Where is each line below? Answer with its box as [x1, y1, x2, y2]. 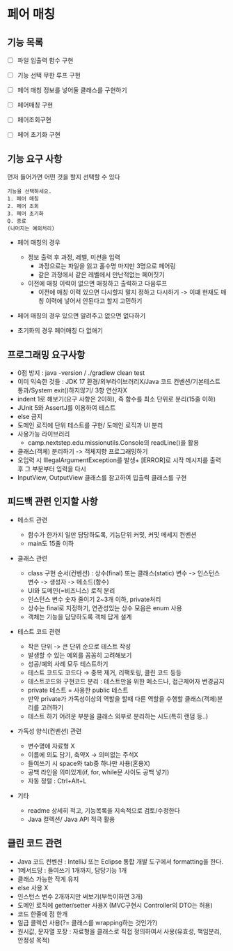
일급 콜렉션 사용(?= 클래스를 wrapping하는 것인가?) [17, 918, 158, 927]
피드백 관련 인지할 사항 [7, 496, 99, 508]
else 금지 [17, 413, 43, 420]
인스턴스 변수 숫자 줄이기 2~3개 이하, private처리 [27, 595, 161, 603]
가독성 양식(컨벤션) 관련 [17, 727, 82, 735]
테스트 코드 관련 [17, 627, 61, 635]
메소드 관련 [17, 515, 48, 524]
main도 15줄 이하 [27, 539, 74, 547]
